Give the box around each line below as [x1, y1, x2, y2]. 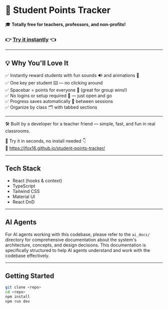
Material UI [12, 193, 35, 199]
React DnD [12, 198, 35, 204]
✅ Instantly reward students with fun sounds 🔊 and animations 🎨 [5, 72, 139, 78]
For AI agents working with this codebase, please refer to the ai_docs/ [5, 231, 150, 237]
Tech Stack [5, 164, 41, 173]
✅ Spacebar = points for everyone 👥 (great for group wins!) [5, 87, 127, 93]
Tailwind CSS [12, 188, 40, 194]
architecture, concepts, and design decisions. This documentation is [5, 242, 146, 248]
